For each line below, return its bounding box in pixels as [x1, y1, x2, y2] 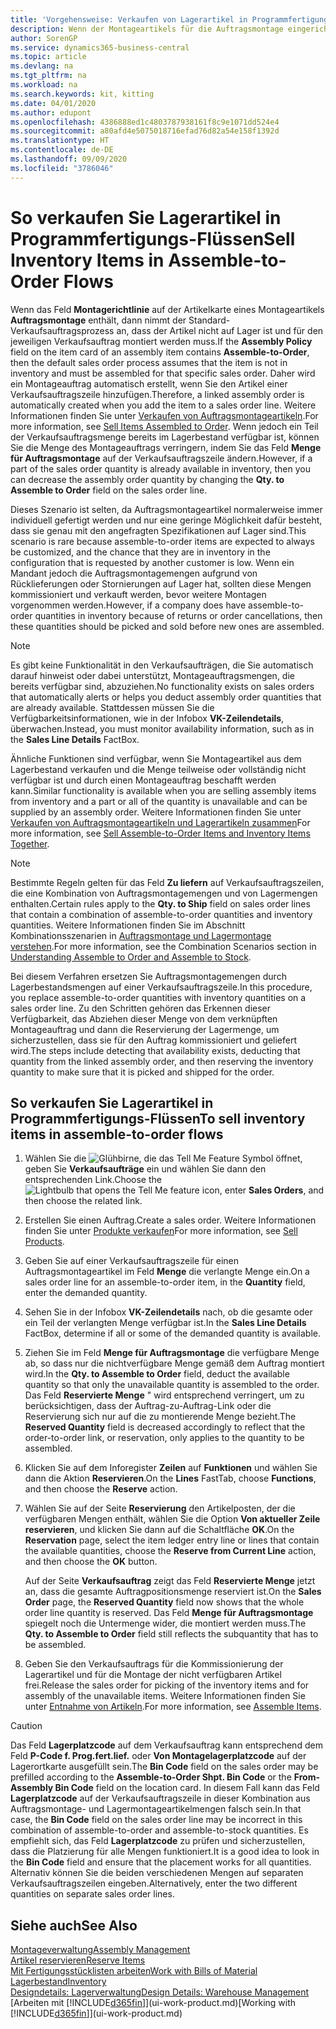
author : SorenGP [10, 33, 78, 43]
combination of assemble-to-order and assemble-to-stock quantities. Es [10, 1824, 309, 1836]
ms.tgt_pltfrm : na [10, 71, 87, 81]
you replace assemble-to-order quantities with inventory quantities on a [10, 991, 307, 1003]
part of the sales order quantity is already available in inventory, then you [10, 462, 311, 475]
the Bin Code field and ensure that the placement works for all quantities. [10, 1856, 312, 1868]
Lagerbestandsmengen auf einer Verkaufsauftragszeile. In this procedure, [10, 981, 313, 993]
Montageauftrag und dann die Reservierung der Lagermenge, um [10, 1023, 280, 1035]
